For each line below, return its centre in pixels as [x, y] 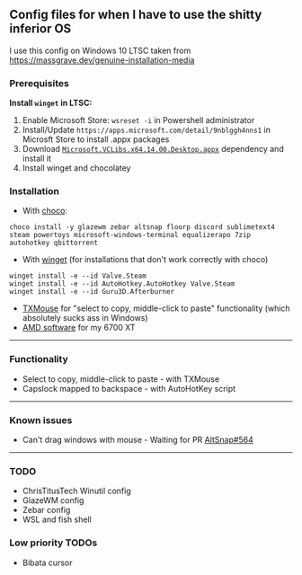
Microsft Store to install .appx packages [96, 139]
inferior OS [40, 29]
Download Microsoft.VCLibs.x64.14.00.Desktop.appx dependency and [153, 149]
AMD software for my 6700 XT [79, 328]
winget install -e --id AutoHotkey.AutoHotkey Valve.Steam [122, 284]
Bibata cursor [47, 562]
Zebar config [46, 510]
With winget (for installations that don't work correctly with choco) [145, 260]
